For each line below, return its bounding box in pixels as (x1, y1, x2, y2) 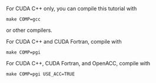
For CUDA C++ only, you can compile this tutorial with (6, 5, 137, 12)
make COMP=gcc (6, 16, 41, 22)
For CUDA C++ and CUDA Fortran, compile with (6, 38, 122, 45)
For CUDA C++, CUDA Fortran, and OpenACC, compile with (6, 60, 151, 67)
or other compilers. (6, 26, 53, 34)
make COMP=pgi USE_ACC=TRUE (6, 71, 75, 77)
